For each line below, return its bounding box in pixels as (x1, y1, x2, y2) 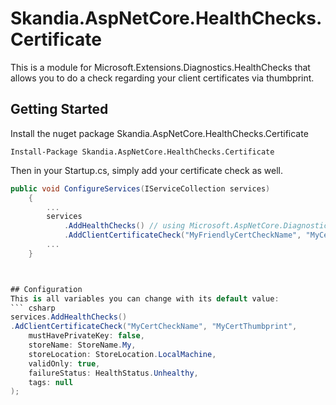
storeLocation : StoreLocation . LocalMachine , (28, 349, 217, 359)
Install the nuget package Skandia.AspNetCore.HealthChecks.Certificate (10, 127, 309, 139)
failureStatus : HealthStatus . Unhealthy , (28, 368, 199, 378)
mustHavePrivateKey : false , (28, 331, 145, 341)
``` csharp (10, 303, 56, 313)
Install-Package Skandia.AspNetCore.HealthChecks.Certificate (10, 147, 275, 157)
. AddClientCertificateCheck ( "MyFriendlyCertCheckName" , (63, 230, 302, 241)
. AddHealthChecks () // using (63, 221, 186, 231)
